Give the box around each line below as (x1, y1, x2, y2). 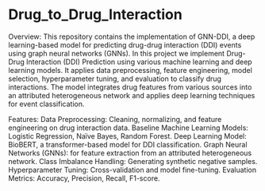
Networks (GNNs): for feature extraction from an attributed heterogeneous (8, 148, 252, 158)
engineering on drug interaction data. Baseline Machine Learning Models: (8, 123, 248, 132)
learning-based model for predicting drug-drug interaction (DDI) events (8, 40, 242, 49)
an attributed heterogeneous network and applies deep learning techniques (8, 90, 255, 100)
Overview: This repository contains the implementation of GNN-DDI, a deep (8, 32, 255, 41)
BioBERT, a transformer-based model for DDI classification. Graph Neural (8, 139, 248, 149)
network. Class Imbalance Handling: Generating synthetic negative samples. (8, 156, 258, 166)
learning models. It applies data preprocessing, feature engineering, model (8, 65, 252, 74)
